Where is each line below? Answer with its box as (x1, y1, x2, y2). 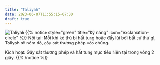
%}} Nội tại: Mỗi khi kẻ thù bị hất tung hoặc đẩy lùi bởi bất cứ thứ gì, (19, 35, 156, 41)
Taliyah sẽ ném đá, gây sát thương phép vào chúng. (5, 40, 110, 46)
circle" (5, 35, 19, 41)
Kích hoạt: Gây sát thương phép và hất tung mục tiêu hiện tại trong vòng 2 (5, 49, 154, 55)
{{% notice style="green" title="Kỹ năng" (25, 30, 109, 36)
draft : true (5, 16, 29, 21)
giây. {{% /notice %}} (5, 55, 48, 61)
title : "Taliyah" (5, 7, 41, 12)
